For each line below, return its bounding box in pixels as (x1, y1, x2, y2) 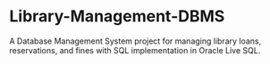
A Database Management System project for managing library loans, (9, 36, 262, 46)
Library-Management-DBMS (9, 6, 225, 27)
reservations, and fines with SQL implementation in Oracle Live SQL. (9, 44, 261, 55)
